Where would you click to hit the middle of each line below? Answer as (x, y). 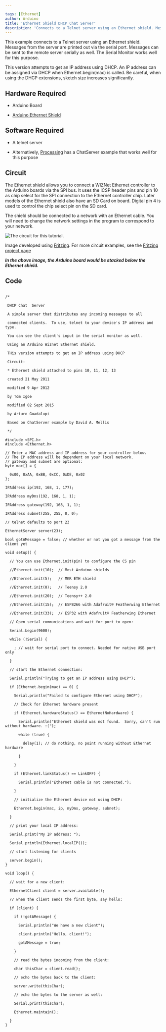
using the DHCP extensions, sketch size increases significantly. (70, 78)
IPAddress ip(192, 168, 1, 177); (40, 488)
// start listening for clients (43, 852)
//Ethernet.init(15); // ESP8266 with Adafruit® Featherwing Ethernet (85, 604)
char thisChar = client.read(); (47, 969)
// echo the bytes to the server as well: (58, 995)
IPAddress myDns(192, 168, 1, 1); (41, 496)
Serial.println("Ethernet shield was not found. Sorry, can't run (89, 721)
